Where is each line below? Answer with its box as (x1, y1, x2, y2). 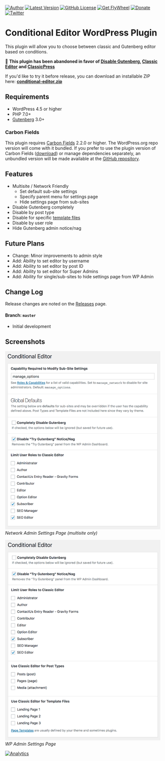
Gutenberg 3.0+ (12, 116, 45, 122)
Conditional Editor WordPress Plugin (5, 27, 158, 39)
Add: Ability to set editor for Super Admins (12, 268, 99, 274)
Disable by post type (12, 209, 55, 215)
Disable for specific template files (12, 214, 80, 220)
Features (5, 170, 33, 178)
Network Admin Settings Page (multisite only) (5, 530, 98, 536)
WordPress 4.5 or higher (12, 106, 62, 112)
